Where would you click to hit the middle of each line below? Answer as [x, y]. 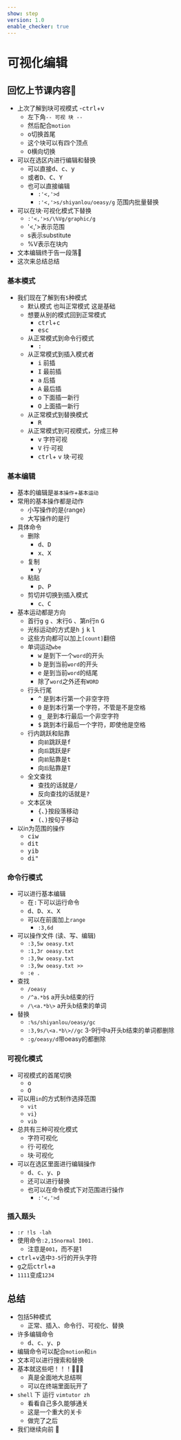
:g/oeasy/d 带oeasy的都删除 [66, 1039]
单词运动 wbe [44, 647]
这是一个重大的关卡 [55, 1412]
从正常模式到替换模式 [57, 414]
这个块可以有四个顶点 [57, 143]
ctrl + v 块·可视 [61, 456]
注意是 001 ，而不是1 [54, 1248]
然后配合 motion [49, 126]
